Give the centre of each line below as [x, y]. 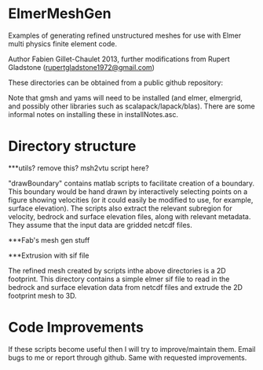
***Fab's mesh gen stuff [49, 240]
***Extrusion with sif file [49, 255]
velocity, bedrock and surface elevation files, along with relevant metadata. [130, 216]
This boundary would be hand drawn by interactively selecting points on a [128, 191]
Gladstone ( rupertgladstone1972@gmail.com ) [82, 67]
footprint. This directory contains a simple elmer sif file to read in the [119, 279]
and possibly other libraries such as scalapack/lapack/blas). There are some [131, 106]
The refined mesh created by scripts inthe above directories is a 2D [117, 270]
